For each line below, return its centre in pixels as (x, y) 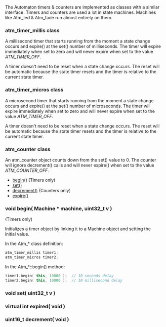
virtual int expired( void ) (35, 306)
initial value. (17, 234)
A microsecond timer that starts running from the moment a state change (80, 100)
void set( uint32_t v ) (30, 293)
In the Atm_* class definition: (34, 244)
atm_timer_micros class (34, 90)
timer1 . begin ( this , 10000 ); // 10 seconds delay (59, 276)
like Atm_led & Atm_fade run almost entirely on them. (59, 18)
